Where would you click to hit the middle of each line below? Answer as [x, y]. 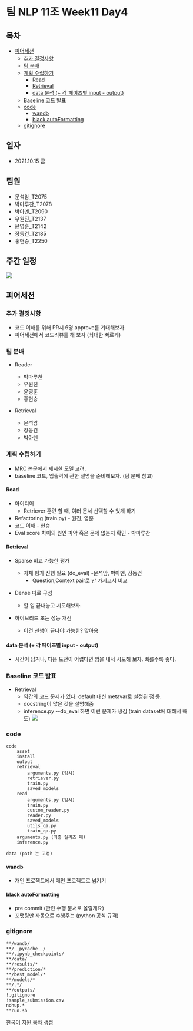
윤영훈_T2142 [31, 226]
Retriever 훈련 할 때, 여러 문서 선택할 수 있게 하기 [80, 511]
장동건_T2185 [31, 233]
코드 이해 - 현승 [32, 526]
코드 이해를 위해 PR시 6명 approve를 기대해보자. [70, 328]
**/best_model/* [26, 974]
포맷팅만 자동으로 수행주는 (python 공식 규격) [66, 916]
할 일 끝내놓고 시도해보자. [53, 606]
